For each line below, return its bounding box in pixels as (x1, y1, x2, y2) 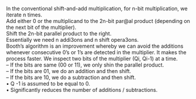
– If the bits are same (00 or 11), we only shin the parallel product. (6, 61, 164, 68)
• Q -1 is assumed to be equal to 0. (6, 80, 91, 87)
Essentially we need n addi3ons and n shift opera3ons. (6, 37, 139, 43)
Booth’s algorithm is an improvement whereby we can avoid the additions (6, 42, 184, 49)
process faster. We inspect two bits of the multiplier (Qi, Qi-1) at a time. (6, 55, 178, 62)
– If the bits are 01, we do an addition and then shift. (6, 68, 131, 74)
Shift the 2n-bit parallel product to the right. (6, 30, 112, 37)
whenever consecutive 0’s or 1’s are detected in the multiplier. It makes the (6, 49, 187, 55)
